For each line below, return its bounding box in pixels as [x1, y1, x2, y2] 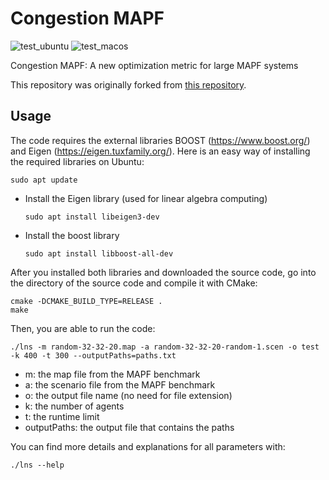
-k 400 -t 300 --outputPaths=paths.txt [10, 350, 177, 361]
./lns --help [10, 460, 65, 470]
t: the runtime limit [24, 410, 100, 422]
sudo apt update [10, 175, 78, 185]
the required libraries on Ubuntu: [10, 155, 145, 167]
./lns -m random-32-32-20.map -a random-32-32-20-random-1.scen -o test [10, 342, 320, 352]
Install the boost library [24, 229, 120, 241]
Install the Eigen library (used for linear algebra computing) [24, 192, 268, 204]
